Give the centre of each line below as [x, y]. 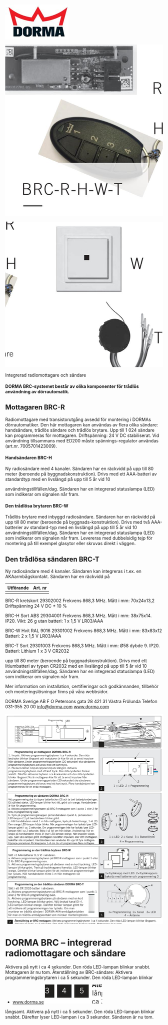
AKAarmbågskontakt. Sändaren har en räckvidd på [57, 577]
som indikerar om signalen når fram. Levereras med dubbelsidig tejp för [79, 538]
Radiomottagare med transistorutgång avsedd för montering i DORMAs [78, 419]
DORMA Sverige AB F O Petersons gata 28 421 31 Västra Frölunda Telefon [81, 701]
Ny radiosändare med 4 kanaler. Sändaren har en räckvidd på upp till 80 [79, 469]
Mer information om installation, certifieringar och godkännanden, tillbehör [82, 686]
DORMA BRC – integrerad [58, 942]
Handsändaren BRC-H [29, 457]
